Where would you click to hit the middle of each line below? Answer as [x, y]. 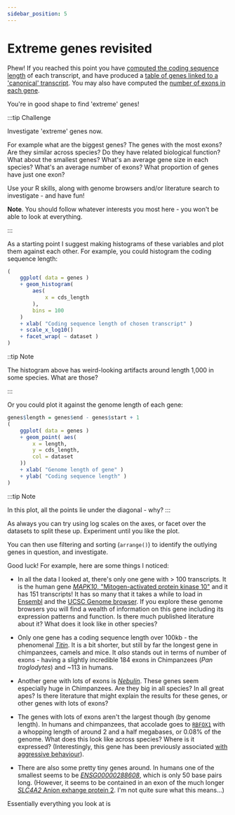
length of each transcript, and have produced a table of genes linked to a [113, 75]
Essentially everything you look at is [59, 803]
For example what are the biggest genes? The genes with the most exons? [115, 144]
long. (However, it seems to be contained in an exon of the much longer [121, 782]
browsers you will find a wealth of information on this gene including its [120, 609]
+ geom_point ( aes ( [48, 437]
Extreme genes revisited [80, 48]
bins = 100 [48, 310]
